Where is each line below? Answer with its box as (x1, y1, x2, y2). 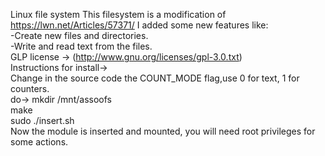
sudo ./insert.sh (10, 115, 75, 126)
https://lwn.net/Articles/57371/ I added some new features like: (10, 19, 269, 31)
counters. (10, 83, 50, 94)
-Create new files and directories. (10, 30, 149, 41)
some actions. (10, 136, 69, 148)
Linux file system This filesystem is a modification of (10, 9, 227, 20)
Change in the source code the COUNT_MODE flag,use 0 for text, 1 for (10, 72, 300, 84)
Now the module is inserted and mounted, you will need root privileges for (10, 125, 316, 137)
